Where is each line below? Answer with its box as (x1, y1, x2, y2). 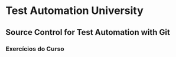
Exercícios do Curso (5, 45, 64, 53)
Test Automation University (5, 4, 144, 17)
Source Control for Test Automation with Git (5, 27, 171, 37)
